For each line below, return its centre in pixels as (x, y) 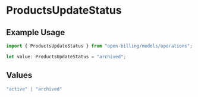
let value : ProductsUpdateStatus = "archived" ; (66, 57)
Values (19, 75)
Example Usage (36, 32)
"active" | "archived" (34, 89)
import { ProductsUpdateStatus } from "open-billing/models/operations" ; (100, 46)
